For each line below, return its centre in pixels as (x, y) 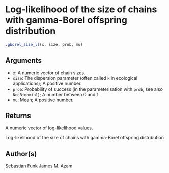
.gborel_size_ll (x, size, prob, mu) (44, 44)
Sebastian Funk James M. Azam (39, 166)
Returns (18, 116)
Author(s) (21, 154)
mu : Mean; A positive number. (43, 100)
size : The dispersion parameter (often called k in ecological (75, 78)
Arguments (24, 60)
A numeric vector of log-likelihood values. (49, 128)
